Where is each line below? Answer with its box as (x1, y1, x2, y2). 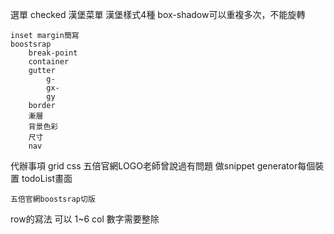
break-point (28, 48, 78, 58)
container (28, 57, 70, 67)
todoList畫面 (21, 173, 73, 184)
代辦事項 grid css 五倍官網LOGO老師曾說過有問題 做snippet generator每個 (10, 160, 316, 172)
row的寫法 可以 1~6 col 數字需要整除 (10, 213, 160, 225)
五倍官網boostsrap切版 (10, 194, 96, 204)
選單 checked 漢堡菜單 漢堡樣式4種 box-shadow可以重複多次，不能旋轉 (10, 9, 306, 20)
